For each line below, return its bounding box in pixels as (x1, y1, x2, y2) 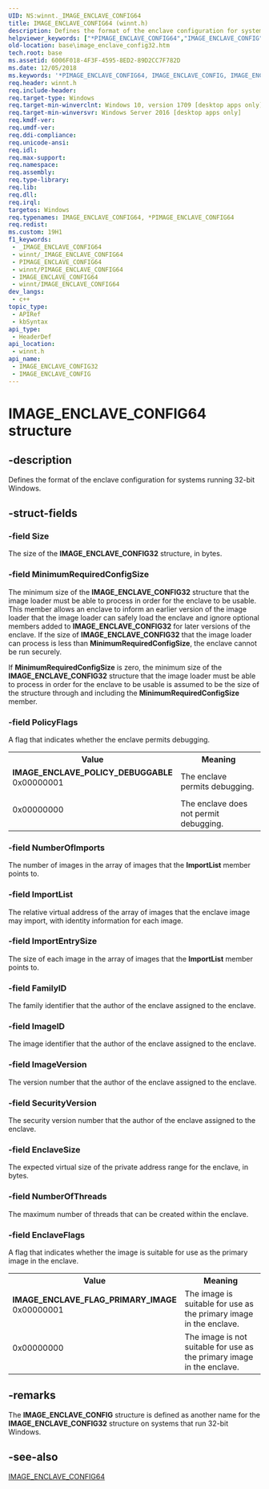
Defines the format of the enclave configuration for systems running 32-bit (8, 474, 255, 484)
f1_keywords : (8, 236, 52, 244)
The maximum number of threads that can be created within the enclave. (8, 1209, 249, 1218)
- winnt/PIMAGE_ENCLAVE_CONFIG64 (11, 266, 124, 274)
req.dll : (8, 190, 38, 199)
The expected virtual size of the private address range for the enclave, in (8, 1162, 249, 1172)
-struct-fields (8, 507, 78, 520)
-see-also (8, 1450, 58, 1464)
